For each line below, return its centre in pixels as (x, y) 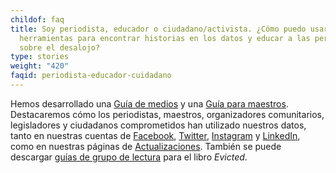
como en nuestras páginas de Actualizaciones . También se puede (146, 146)
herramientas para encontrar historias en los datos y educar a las (165, 38)
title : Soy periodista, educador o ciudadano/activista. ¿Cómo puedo (158, 29)
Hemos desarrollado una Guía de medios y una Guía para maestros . (149, 103)
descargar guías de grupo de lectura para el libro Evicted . (129, 157)
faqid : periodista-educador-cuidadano (91, 76)
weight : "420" (40, 66)
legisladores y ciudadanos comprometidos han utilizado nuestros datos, (158, 125)
